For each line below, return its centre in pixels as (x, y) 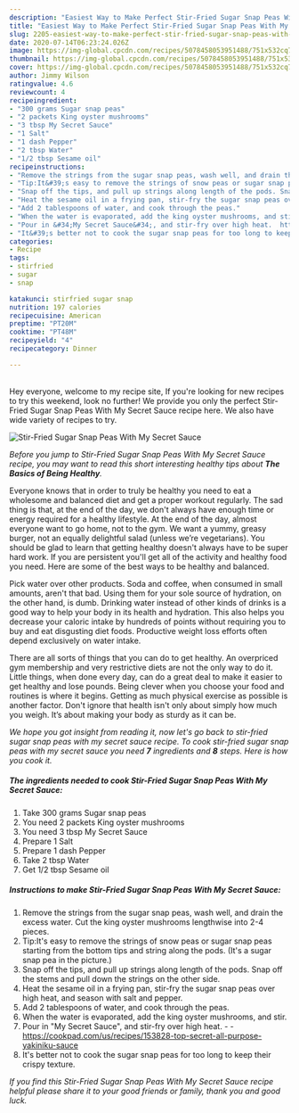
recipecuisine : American (55, 316)
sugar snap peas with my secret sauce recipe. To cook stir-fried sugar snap (149, 741)
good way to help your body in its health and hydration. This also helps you (147, 612)
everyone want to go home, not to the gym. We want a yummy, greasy (138, 528)
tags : (19, 258)
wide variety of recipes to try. (63, 419)
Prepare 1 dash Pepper (64, 850)
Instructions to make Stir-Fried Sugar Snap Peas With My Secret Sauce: (145, 890)
